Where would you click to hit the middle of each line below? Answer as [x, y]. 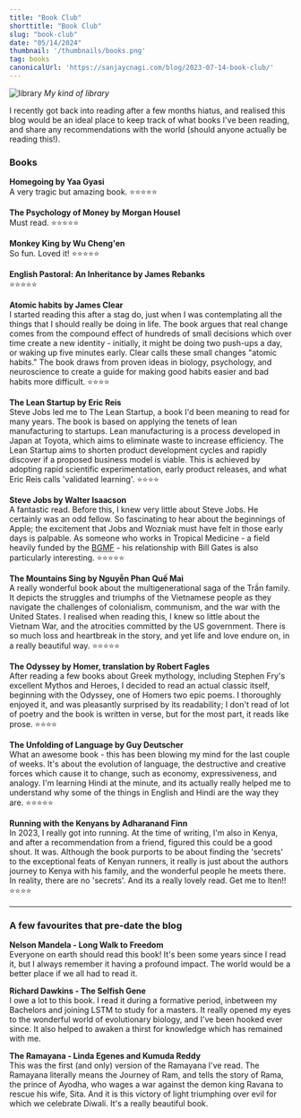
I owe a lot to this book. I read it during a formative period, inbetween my [143, 1001]
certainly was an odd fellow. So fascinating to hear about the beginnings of [147, 519]
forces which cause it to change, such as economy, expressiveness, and [143, 774]
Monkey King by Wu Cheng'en [67, 244]
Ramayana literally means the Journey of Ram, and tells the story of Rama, [146, 1075]
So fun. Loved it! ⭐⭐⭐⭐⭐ [55, 254]
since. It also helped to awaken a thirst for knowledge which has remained [146, 1029]
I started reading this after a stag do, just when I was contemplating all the [146, 315]
